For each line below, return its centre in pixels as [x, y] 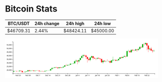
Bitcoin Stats [31, 9]
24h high [75, 24]
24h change [47, 24]
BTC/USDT [19, 24]
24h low [102, 24]
